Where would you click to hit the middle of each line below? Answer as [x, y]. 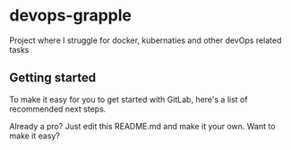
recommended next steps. [58, 109]
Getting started [53, 78]
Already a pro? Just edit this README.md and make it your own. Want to [142, 126]
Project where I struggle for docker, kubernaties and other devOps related [145, 40]
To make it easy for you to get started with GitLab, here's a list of [128, 99]
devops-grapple [71, 16]
